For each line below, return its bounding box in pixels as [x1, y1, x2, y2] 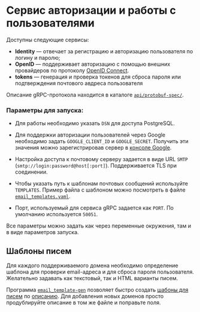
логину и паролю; [14, 54, 61, 61]
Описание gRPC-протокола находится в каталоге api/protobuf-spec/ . [6, 91, 184, 98]
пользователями [6, 16, 95, 30]
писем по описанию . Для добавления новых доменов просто [6, 293, 164, 300]
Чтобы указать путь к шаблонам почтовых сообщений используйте [14, 180, 189, 187]
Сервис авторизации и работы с [6, 4, 177, 17]
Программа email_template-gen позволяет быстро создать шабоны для [6, 286, 189, 293]
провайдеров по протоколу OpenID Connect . [14, 66, 129, 74]
